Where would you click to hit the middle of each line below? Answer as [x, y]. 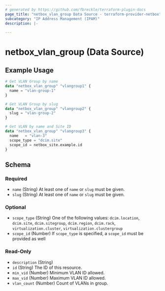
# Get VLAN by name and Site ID [38, 127]
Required [16, 179]
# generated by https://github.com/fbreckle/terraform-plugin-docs [76, 10]
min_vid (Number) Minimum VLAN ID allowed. [58, 272]
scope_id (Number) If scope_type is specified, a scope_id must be [78, 234]
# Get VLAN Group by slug [31, 104]
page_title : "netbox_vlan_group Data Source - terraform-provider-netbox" [83, 14]
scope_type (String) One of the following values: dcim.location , [76, 218]
